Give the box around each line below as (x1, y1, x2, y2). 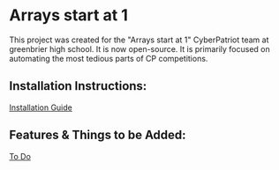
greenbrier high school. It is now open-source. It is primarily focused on (9, 43, 271, 54)
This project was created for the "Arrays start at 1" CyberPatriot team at (9, 34, 269, 45)
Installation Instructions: (9, 78, 147, 93)
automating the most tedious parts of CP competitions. (9, 53, 208, 63)
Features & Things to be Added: (9, 128, 187, 143)
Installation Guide (9, 102, 72, 113)
